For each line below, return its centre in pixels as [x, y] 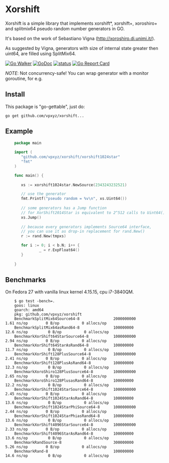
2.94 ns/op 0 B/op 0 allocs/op [56, 341]
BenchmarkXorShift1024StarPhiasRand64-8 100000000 [74, 416]
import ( [23, 152]
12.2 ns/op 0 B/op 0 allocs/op [57, 385]
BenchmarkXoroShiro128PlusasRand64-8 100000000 [74, 381]
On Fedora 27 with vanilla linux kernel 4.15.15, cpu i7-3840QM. [70, 292]
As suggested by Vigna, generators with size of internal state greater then [82, 48]
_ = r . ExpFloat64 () [59, 250]
